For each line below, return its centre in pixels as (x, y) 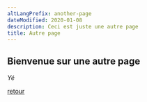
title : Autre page (34, 33)
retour (16, 92)
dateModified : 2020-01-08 (45, 20)
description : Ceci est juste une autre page (73, 26)
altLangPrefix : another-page (49, 14)
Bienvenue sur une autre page (74, 61)
